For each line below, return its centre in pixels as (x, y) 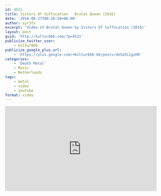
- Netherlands (28, 73)
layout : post (18, 32)
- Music (21, 68)
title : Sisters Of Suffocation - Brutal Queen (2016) (61, 14)
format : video (19, 95)
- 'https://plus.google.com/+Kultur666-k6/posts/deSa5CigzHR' (78, 54)
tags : (10, 77)
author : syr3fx (20, 23)
